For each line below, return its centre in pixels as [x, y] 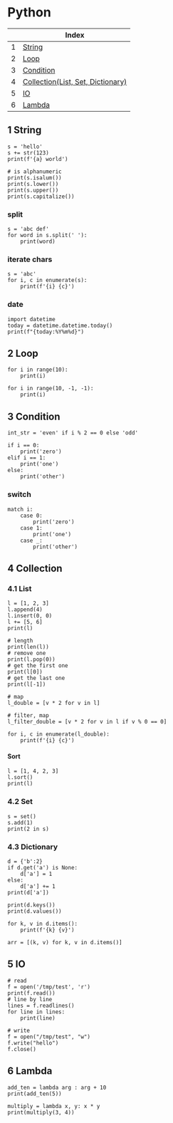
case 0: [31, 516]
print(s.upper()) [33, 190]
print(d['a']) [28, 893]
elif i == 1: [27, 458]
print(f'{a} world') [38, 159]
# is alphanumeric [35, 172]
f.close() [22, 1049]
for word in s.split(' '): [47, 236]
